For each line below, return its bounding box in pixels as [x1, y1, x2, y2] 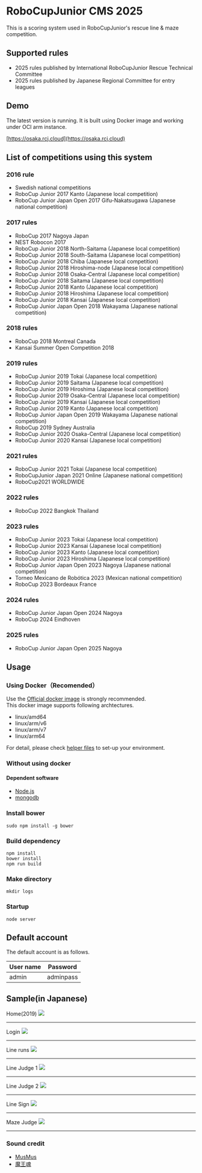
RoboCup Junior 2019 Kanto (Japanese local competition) [14, 405, 159, 412]
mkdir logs [6, 888, 34, 895]
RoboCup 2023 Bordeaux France [14, 580, 97, 588]
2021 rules [6, 452, 38, 461]
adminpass [47, 973, 78, 981]
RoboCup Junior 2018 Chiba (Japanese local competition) [14, 257, 159, 265]
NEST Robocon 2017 [14, 238, 66, 245]
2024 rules [6, 596, 39, 604]
